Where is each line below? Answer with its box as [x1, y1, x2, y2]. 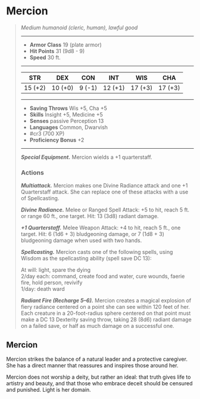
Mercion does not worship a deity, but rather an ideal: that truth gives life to [6, 373, 191, 380]
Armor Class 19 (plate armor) [29, 41, 102, 48]
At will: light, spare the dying [20, 266, 91, 274]
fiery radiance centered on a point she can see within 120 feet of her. [20, 303, 190, 311]
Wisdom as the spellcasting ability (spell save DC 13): [20, 255, 152, 262]
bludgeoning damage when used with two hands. [20, 237, 142, 244]
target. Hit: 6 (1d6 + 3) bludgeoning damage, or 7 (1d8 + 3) [20, 231, 165, 238]
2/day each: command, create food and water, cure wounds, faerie [20, 273, 185, 280]
